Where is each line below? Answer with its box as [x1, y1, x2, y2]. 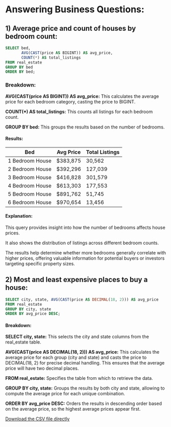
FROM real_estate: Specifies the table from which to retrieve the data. [5, 375, 153, 381]
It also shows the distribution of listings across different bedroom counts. [5, 240, 159, 246]
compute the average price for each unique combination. [5, 391, 125, 397]
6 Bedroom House [8, 199, 52, 206]
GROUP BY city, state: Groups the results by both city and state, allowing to [5, 385, 165, 391]
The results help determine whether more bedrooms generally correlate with [5, 249, 166, 255]
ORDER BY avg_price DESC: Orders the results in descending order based [5, 400, 162, 407]
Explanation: [5, 213, 33, 219]
